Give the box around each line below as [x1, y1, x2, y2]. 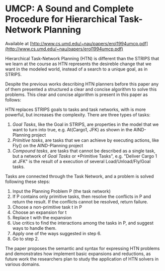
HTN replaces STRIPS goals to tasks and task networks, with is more [5, 106, 146, 112]
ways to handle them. [12, 225, 57, 231]
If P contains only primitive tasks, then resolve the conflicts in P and [12, 193, 152, 199]
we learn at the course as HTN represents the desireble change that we [5, 61, 152, 67]
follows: [5, 96, 21, 102]
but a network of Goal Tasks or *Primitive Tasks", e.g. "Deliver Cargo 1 [12, 153, 158, 159]
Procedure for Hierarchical [5, 13, 117, 25]
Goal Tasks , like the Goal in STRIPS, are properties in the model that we [12, 121, 159, 127]
